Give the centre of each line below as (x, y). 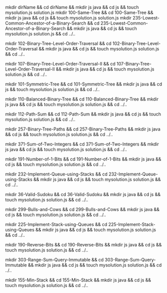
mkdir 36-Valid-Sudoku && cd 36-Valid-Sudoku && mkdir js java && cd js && (83, 194)
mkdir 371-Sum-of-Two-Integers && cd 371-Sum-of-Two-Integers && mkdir (82, 144)
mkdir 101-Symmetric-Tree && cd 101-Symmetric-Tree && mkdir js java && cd (84, 84)
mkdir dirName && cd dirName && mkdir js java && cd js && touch (72, 7)
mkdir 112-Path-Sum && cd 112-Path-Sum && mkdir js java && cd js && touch (83, 114)
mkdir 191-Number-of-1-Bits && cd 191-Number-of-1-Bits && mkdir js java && (83, 159)
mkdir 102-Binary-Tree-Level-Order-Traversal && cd (58, 43)
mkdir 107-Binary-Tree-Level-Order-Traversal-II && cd (60, 64)
